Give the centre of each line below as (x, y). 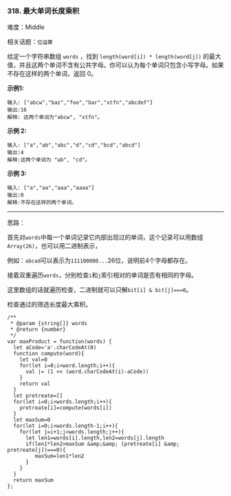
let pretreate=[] (38, 396)
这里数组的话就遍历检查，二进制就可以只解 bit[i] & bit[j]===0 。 (100, 290)
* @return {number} (38, 330)
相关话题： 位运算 (30, 42)
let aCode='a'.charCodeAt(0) (55, 348)
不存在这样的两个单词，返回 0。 (52, 74)
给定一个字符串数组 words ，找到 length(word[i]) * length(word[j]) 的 (108, 56)
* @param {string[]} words (49, 324)
